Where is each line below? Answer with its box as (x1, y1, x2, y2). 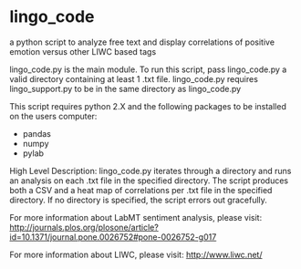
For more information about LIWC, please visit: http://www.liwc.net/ (9, 249, 263, 260)
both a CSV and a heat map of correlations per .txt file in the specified (9, 184, 273, 195)
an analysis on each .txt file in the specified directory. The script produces (9, 175, 289, 186)
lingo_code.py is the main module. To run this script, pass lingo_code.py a (9, 64, 287, 75)
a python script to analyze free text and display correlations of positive (9, 36, 275, 47)
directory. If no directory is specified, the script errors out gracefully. (9, 194, 267, 205)
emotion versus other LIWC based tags (9, 46, 157, 57)
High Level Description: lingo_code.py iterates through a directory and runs (9, 165, 292, 176)
